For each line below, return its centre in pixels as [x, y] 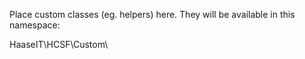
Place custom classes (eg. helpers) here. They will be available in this [152, 14]
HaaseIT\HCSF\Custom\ [59, 44]
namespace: [35, 25]
